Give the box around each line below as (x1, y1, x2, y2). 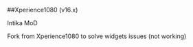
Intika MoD (7, 19, 38, 27)
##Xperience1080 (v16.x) (7, 6, 78, 14)
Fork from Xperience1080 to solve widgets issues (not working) (7, 32, 187, 40)
